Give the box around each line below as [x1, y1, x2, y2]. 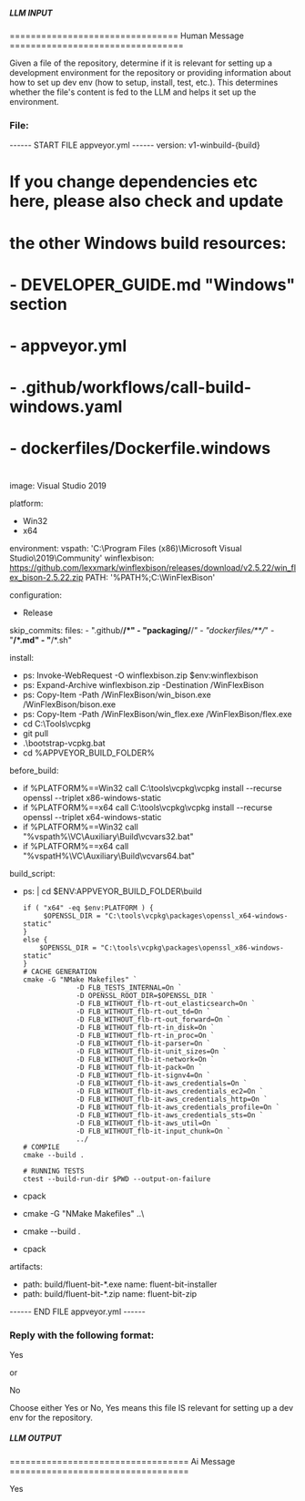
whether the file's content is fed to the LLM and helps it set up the [9, 87, 257, 98]
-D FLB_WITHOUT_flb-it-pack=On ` [76, 1063, 203, 1072]
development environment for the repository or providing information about [9, 67, 291, 77]
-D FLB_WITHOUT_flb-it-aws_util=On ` [76, 1118, 219, 1127]
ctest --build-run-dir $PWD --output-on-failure [22, 1174, 211, 1184]
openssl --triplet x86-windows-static [22, 792, 162, 803]
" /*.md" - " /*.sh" [9, 634, 73, 645]
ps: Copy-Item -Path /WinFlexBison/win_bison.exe [22, 689, 211, 700]
